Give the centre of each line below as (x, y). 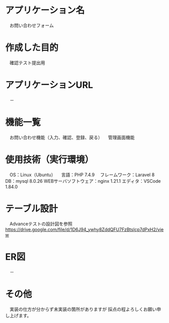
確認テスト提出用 (27, 63)
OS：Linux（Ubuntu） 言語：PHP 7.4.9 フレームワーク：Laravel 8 (82, 175)
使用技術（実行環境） (50, 159)
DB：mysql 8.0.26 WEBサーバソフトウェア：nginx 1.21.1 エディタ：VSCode (83, 181)
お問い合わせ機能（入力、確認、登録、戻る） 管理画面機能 (72, 137)
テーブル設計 (32, 209)
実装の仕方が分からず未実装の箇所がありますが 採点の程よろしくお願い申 (85, 309)
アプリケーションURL (49, 85)
